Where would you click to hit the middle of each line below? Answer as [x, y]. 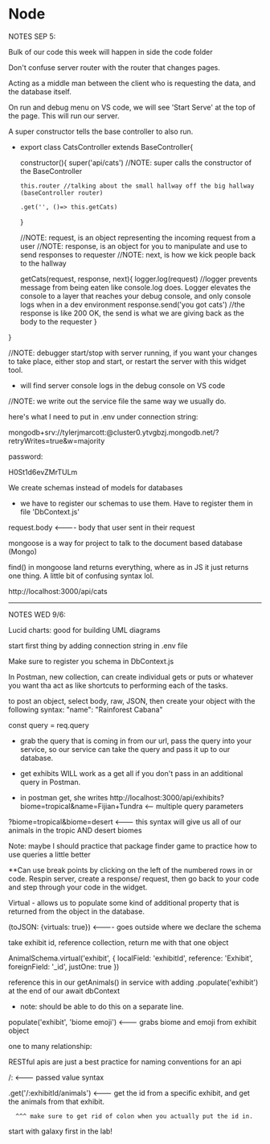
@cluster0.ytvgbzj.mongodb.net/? [163, 432]
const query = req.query [49, 725]
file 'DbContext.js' [50, 511]
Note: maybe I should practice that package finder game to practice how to [133, 845]
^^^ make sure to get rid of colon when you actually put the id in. [134, 1116]
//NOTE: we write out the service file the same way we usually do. [117, 401]
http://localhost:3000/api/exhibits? [167, 797]
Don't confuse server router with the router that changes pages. [115, 67]
